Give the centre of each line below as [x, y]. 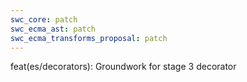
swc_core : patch [44, 19]
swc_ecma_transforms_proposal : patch [89, 38]
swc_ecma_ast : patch [53, 29]
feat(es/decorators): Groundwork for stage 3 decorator [123, 67]
